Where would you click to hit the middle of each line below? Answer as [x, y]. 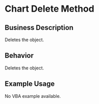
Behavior [19, 56]
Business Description [39, 28]
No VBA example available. [33, 96]
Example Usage [30, 84]
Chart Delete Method [49, 9]
